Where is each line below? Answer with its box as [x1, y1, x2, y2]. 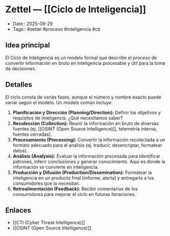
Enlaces [5, 206, 32, 214]
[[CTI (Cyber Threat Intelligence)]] [12, 220, 86, 226]
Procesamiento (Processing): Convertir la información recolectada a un [12, 136, 165, 143]
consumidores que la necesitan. [12, 180, 80, 186]
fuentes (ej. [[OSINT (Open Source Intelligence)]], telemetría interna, [12, 126, 157, 132]
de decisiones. [5, 65, 36, 71]
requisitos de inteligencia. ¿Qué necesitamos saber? [12, 114, 123, 121]
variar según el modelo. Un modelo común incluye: [5, 99, 113, 106]
